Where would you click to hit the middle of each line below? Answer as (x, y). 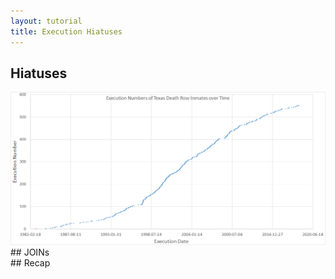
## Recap (30, 262)
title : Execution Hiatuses (66, 31)
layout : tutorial (46, 21)
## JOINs (30, 252)
